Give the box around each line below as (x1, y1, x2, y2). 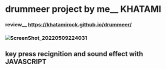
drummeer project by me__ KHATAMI (5, 3, 161, 15)
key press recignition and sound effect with (5, 50, 143, 58)
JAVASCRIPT (5, 58, 46, 66)
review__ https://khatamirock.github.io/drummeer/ (5, 21, 132, 28)
